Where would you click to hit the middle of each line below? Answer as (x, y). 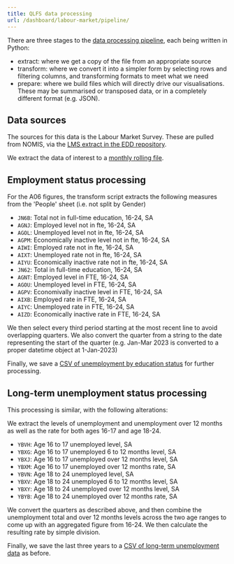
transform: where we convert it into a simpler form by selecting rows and (122, 68)
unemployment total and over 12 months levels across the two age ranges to (117, 517)
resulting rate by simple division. (54, 532)
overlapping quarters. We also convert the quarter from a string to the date (115, 335)
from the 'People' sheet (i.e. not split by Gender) (77, 204)
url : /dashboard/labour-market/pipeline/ (68, 20)
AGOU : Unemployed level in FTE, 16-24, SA (77, 284)
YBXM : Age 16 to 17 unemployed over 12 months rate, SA (96, 466)
